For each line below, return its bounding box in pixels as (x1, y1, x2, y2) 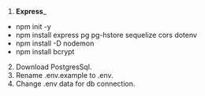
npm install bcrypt (15, 47, 75, 56)
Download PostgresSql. (15, 62, 92, 72)
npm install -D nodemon (15, 39, 95, 48)
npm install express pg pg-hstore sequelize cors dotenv (15, 31, 197, 39)
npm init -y (15, 22, 51, 31)
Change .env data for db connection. (15, 79, 136, 88)
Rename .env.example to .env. (15, 71, 114, 79)
